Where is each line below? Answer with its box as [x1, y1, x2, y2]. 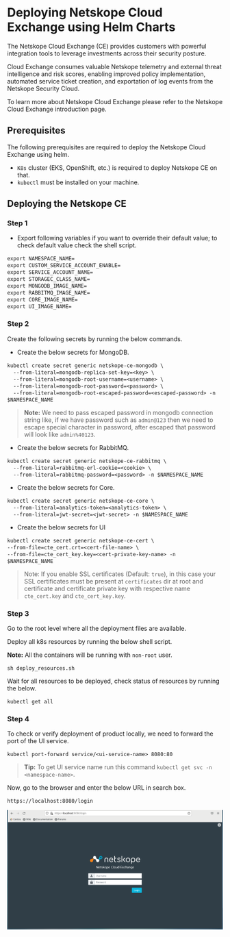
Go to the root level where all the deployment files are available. [7, 625, 187, 633]
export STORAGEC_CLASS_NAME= [7, 276, 90, 283]
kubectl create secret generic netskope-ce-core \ [7, 497, 155, 504]
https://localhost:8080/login [7, 798, 94, 805]
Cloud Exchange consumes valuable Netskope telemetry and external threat [7, 62, 222, 71]
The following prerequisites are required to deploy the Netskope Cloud [7, 142, 206, 151]
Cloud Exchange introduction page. [7, 105, 107, 113]
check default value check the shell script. [16, 241, 137, 249]
